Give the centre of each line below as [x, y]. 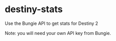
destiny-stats [34, 9]
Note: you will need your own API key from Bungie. [58, 33]
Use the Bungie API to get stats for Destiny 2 [52, 23]
